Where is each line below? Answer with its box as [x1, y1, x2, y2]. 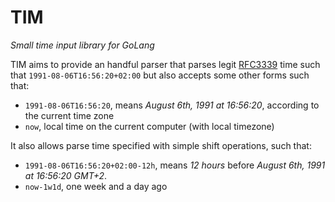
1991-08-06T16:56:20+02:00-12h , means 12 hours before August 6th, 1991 [24, 159, 326, 171]
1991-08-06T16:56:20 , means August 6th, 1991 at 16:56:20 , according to [24, 99, 320, 111]
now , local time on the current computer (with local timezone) [24, 120, 275, 132]
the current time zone [24, 109, 115, 121]
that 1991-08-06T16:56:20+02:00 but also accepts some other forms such [10, 69, 310, 81]
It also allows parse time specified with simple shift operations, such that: [10, 139, 312, 151]
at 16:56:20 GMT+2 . [24, 169, 108, 181]
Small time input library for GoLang [10, 39, 155, 51]
